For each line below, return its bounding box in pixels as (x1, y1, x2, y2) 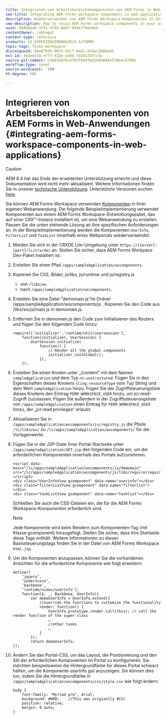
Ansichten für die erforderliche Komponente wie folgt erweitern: (12, 560, 143, 566)
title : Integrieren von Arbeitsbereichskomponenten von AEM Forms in (5, 7, 152, 12)
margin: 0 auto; (22, 705, 55, 710)
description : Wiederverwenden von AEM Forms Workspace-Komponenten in (5, 16, 154, 21)
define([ (12, 570, 31, 575)
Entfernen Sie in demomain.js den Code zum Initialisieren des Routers (12, 316, 154, 321)
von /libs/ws (20, 281, 47, 287)
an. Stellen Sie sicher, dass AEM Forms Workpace (51, 247, 153, 253)
